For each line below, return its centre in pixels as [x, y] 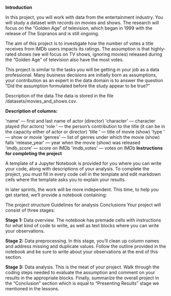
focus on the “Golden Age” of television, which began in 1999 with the [79, 28]
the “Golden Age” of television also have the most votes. [65, 60]
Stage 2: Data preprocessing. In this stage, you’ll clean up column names [82, 241]
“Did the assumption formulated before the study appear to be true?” [78, 86]
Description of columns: [31, 111]
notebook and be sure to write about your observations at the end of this [82, 252]
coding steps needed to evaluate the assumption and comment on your [80, 272]
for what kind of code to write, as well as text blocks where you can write [82, 226]
